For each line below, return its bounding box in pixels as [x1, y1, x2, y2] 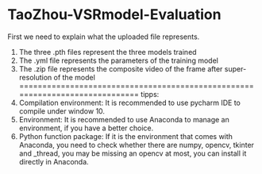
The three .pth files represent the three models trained [18, 47, 197, 56]
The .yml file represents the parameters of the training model [18, 56, 219, 65]
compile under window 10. [18, 106, 105, 116]
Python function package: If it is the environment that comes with [18, 131, 233, 141]
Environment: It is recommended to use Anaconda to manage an [18, 114, 229, 124]
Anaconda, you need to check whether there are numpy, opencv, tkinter [18, 140, 255, 149]
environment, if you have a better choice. [18, 123, 154, 133]
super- [224, 64, 247, 73]
